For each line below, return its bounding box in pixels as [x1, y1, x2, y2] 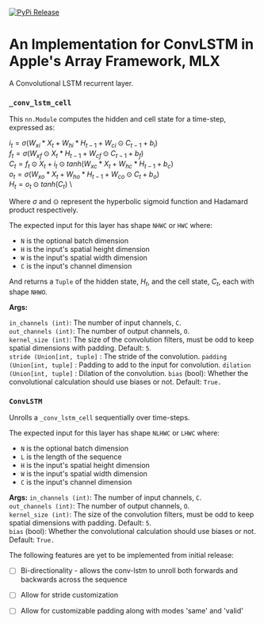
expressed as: [9, 123, 55, 133]
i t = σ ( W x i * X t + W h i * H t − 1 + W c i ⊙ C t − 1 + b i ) [9, 138, 158, 150]
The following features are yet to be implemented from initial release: [9, 551, 235, 560]
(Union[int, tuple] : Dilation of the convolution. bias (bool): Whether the [9, 369, 249, 378]
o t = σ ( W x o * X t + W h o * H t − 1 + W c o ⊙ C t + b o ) [9, 169, 160, 180]
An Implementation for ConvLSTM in [9, 36, 254, 53]
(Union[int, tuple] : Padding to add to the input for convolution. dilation [9, 360, 251, 370]
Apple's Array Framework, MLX [9, 52, 220, 71]
